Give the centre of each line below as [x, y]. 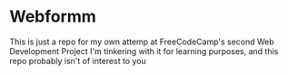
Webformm [53, 17]
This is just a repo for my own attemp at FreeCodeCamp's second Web [142, 42]
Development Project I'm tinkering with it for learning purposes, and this [144, 51]
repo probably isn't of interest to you [78, 61]
